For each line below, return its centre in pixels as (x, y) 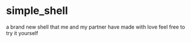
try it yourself (22, 33)
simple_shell (37, 11)
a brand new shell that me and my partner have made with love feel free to (95, 27)
